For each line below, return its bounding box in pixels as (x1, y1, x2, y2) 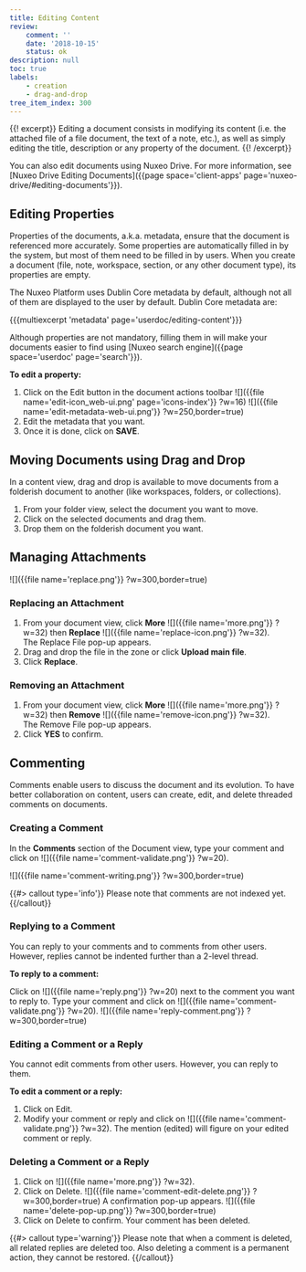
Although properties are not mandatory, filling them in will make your (9, 332, 268, 343)
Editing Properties (9, 206, 115, 222)
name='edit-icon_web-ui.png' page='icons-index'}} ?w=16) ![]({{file (22, 396, 279, 407)
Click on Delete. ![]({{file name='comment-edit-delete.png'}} (22, 1186, 251, 1197)
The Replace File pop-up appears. (22, 636, 152, 648)
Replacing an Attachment (9, 596, 125, 609)
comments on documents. (9, 799, 108, 810)
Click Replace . (22, 657, 79, 668)
